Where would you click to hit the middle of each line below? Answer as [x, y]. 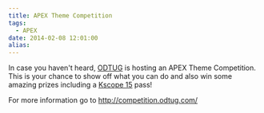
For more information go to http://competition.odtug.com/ [103, 100]
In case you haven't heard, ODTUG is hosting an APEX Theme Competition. [132, 68]
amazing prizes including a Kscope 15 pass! [80, 85]
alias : [19, 45]
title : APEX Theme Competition [60, 16]
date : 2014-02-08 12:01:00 [53, 38]
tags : [17, 23]
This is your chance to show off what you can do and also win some [120, 76]
